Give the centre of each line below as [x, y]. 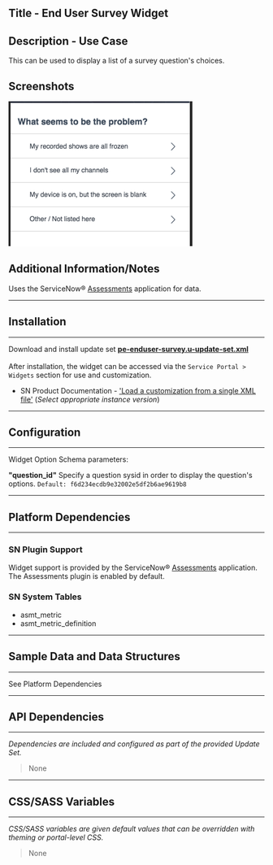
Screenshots [41, 86]
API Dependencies [56, 717]
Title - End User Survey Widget [89, 13]
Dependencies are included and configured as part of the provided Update [134, 744]
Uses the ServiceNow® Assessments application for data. [105, 289]
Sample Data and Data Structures [95, 656]
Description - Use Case [68, 41]
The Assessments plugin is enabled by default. [87, 576]
